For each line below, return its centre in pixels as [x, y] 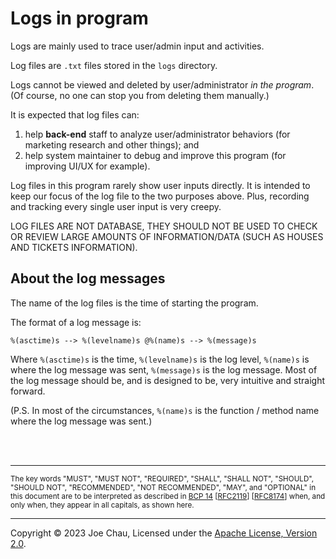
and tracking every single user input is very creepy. [116, 206]
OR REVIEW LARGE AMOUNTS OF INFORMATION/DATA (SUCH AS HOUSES [167, 236]
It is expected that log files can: [75, 114]
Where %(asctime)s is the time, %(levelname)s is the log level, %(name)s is [160, 359]
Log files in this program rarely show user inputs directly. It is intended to [160, 185]
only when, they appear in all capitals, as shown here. [102, 505]
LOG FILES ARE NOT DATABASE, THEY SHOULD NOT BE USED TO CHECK [164, 226]
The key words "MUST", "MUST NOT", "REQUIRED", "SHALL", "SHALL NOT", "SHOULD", [162, 478]
